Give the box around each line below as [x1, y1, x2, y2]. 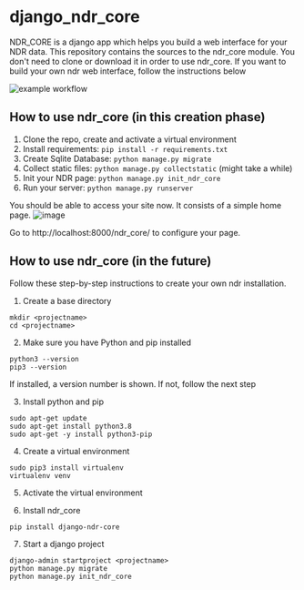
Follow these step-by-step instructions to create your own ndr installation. [9, 278, 287, 289]
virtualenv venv [9, 471, 71, 480]
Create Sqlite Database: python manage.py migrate [22, 153, 212, 164]
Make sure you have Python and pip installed [22, 337, 192, 348]
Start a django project [22, 538, 105, 549]
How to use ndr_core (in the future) [9, 253, 212, 270]
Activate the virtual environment [22, 487, 143, 498]
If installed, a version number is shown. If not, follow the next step [9, 378, 257, 389]
